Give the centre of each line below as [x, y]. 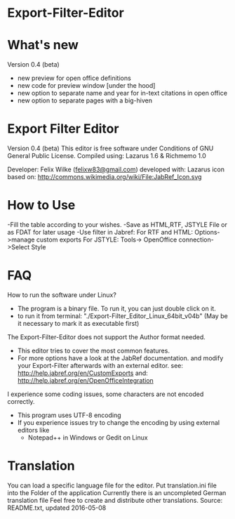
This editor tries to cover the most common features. [94, 350]
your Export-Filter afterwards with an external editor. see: [100, 365]
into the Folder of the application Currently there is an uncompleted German [117, 492]
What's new [43, 45]
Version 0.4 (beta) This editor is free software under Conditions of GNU [110, 148]
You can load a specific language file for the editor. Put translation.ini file [112, 485]
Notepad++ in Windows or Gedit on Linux [88, 438]
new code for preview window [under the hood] [86, 86]
